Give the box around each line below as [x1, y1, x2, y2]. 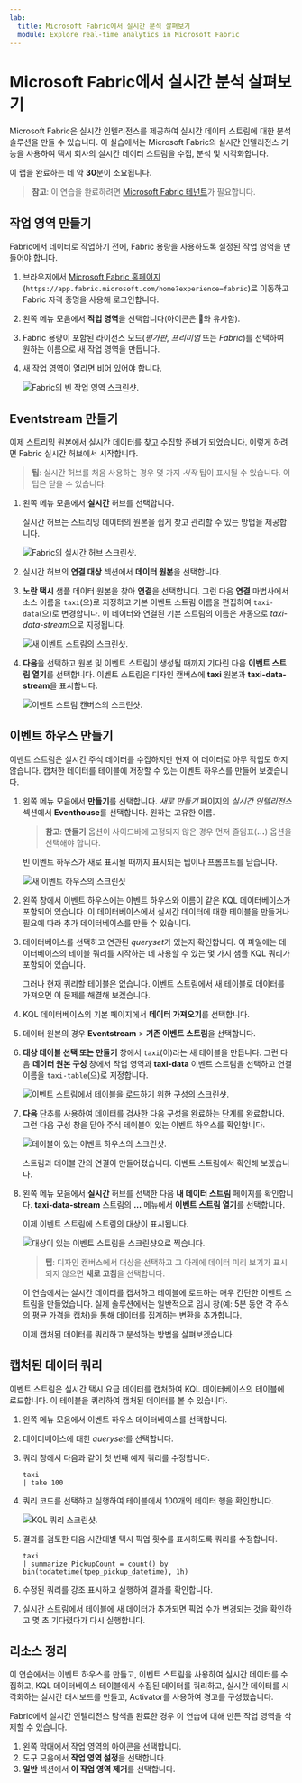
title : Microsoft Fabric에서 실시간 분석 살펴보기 [17, 22, 191, 31]
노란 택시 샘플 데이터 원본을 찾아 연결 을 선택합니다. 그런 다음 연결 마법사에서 [22, 585, 289, 596]
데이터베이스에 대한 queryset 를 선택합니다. [22, 1433, 174, 1444]
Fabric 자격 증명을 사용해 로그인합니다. [22, 294, 160, 305]
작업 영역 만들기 [9, 216, 92, 231]
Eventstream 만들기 [9, 411, 119, 427]
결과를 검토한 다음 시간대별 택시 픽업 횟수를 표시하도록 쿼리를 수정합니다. [22, 1533, 278, 1544]
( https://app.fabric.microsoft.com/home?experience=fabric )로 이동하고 [22, 283, 290, 294]
